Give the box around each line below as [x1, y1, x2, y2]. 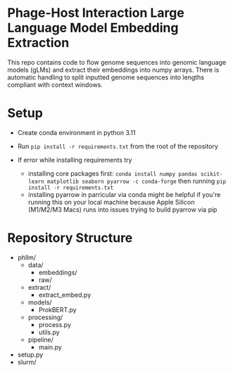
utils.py [38, 328, 60, 336]
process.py [38, 320, 72, 328]
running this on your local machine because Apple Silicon [27, 198, 195, 206]
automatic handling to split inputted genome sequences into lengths [7, 72, 205, 82]
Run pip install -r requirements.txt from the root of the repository [17, 142, 218, 150]
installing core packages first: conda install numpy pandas [27, 169, 198, 177]
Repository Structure [7, 230, 133, 246]
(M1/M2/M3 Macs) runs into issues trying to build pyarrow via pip [27, 205, 218, 214]
